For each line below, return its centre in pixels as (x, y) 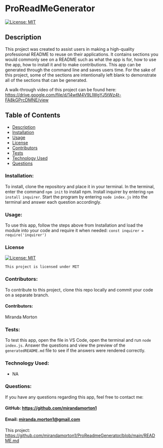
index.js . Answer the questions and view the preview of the (65, 345)
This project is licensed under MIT (42, 267)
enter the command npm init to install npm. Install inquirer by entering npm (79, 192)
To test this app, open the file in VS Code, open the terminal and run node (78, 340)
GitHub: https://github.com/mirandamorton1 (51, 408)
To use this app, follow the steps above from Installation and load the (74, 225)
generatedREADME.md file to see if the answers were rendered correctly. (75, 351)
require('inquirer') (26, 235)
